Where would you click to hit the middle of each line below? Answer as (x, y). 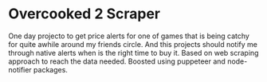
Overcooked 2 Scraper (84, 14)
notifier (20, 69)
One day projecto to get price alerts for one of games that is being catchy (129, 36)
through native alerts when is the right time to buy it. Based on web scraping (133, 53)
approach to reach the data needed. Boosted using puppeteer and (117, 61)
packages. (50, 69)
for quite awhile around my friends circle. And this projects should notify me (133, 44)
